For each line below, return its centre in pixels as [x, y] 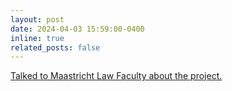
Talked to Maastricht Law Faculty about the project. [116, 76]
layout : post [37, 19]
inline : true [37, 38]
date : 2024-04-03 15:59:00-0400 [77, 29]
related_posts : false [55, 47]
